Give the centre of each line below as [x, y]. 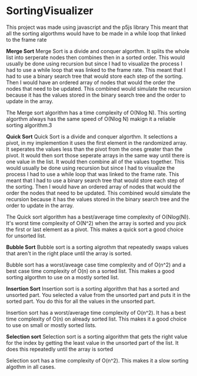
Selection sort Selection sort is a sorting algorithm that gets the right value [97, 337]
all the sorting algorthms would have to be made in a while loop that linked [96, 33]
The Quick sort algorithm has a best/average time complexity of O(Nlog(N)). [98, 217]
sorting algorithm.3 [29, 125]
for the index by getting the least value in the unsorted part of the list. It [92, 342]
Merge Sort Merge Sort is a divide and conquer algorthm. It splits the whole [98, 51]
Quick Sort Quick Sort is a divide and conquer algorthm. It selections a [92, 136]
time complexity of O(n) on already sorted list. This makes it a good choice [96, 319]
